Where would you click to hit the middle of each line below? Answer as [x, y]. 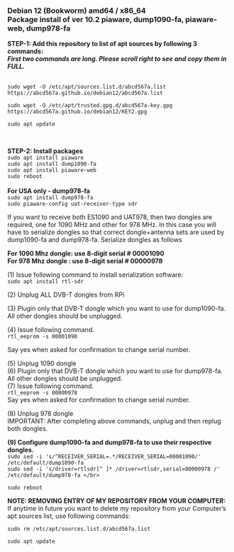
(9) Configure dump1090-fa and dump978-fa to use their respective [110, 443]
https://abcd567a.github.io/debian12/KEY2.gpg [77, 112]
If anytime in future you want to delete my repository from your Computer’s [117, 509]
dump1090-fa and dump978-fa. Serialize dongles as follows [95, 240]
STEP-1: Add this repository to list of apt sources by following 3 [102, 44]
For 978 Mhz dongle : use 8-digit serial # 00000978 [85, 261]
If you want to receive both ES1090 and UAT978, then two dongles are [110, 217]
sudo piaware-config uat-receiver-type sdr [73, 204]
